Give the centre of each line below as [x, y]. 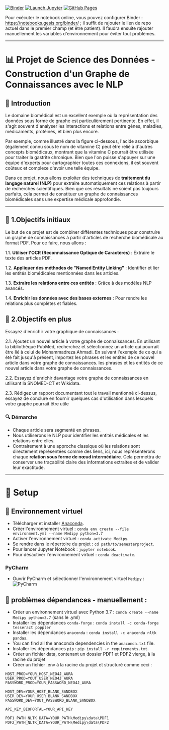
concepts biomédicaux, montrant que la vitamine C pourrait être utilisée [79, 152]
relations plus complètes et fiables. [41, 303]
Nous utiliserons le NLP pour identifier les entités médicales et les [80, 435]
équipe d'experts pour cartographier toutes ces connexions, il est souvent [82, 163]
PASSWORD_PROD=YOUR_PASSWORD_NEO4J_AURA [48, 683]
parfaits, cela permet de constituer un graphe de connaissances [72, 194]
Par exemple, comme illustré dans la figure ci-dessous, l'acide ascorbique [82, 141]
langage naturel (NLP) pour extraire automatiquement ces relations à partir [83, 183]
